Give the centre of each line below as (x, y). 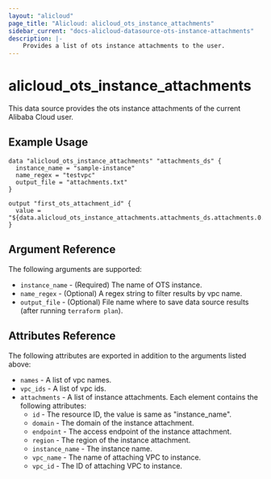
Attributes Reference (62, 336)
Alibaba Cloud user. (41, 117)
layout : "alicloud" (41, 16)
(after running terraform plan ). (71, 310)
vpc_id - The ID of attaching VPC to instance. (107, 465)
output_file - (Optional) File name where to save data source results (134, 302)
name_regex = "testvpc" (55, 175)
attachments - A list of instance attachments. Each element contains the (139, 396)
